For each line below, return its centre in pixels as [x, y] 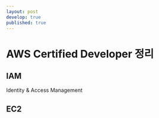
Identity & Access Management [44, 90]
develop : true [24, 17]
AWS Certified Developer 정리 [80, 54]
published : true [26, 23]
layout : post [22, 12]
